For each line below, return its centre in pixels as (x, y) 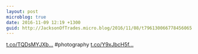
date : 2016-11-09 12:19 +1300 (44, 22)
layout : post (22, 11)
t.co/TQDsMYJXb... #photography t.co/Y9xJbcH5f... (70, 45)
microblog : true (26, 17)
